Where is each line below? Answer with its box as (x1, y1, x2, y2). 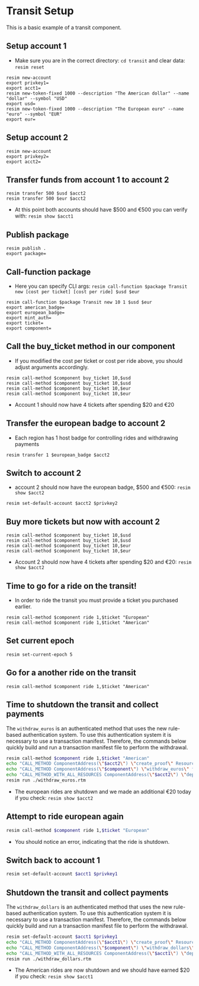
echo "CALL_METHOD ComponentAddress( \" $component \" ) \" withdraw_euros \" (6, 766, 190, 773)
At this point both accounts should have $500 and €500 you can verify (14, 206, 188, 213)
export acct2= (6, 159, 41, 165)
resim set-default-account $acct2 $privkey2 (6, 501, 118, 507)
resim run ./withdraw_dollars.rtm (6, 956, 92, 962)
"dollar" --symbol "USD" (6, 95, 68, 102)
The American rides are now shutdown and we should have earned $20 (14, 966, 190, 974)
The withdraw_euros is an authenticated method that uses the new (6, 724, 168, 732)
